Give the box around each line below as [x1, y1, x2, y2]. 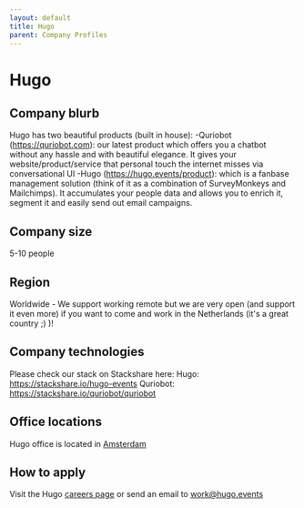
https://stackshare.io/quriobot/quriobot [9, 388, 157, 399]
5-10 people [9, 248, 55, 259]
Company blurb [9, 106, 100, 121]
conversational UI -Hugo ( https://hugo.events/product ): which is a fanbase [9, 168, 289, 179]
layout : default [9, 13, 71, 23]
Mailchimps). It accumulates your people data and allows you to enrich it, [9, 188, 284, 198]
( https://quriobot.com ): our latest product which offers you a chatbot [9, 139, 267, 150]
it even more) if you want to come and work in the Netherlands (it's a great [9, 309, 289, 319]
